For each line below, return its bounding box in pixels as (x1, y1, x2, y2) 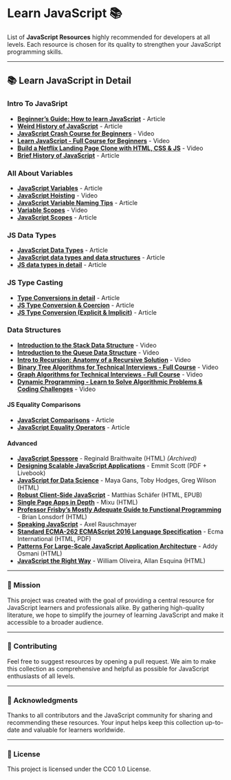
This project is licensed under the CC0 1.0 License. (7, 765, 151, 773)
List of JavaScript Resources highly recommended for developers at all (7, 32, 210, 41)
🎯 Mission (7, 580, 41, 590)
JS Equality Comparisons (7, 401, 81, 409)
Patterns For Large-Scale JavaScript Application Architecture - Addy (16, 542, 218, 551)
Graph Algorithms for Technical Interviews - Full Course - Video (16, 370, 203, 379)
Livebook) (16, 469, 46, 477)
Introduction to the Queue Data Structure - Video (16, 348, 159, 357)
